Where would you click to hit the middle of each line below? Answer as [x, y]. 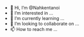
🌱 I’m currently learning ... [37, 18]
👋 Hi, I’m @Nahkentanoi [35, 8]
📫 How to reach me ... [34, 29]
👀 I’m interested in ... [32, 13]
